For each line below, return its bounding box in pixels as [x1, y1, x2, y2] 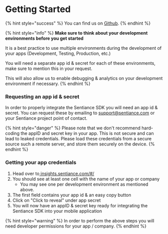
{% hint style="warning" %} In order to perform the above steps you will [5, 217, 154, 223]
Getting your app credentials [5, 159, 77, 166]
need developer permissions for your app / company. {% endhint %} [5, 223, 147, 229]
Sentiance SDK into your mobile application [12, 208, 102, 214]
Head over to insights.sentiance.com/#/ [12, 170, 94, 177]
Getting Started [5, 4, 71, 15]
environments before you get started [5, 35, 84, 41]
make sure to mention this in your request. [5, 65, 93, 71]
